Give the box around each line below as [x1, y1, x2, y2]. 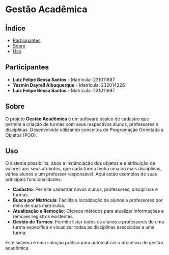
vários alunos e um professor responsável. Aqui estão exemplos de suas [5, 171, 157, 177]
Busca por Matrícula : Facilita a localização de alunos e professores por [12, 197, 163, 203]
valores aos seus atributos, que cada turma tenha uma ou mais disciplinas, [5, 166, 162, 172]
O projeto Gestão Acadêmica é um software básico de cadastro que [5, 116, 149, 122]
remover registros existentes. [12, 213, 74, 220]
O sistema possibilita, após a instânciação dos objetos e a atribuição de [5, 160, 155, 166]
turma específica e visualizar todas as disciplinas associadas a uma [12, 224, 155, 231]
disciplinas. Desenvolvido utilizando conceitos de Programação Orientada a [5, 126, 164, 133]
